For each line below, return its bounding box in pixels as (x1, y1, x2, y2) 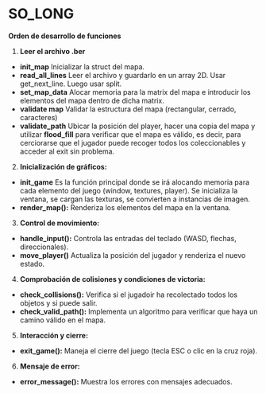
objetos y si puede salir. (19, 298, 98, 307)
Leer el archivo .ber (19, 46, 86, 56)
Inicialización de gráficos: (19, 162, 107, 171)
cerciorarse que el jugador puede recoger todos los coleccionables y (19, 138, 246, 147)
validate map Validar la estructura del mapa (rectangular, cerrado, (19, 104, 237, 114)
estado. (19, 259, 45, 268)
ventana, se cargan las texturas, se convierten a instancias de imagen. (19, 194, 250, 204)
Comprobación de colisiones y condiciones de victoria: (19, 274, 206, 283)
